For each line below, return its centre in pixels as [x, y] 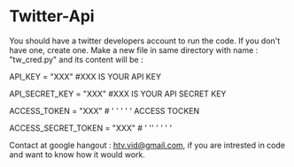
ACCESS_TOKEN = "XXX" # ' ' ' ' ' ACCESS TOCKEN [104, 110]
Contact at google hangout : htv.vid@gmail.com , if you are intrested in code [147, 145]
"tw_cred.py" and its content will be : [76, 59]
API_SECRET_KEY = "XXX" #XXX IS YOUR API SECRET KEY [118, 94]
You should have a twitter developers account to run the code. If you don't [145, 41]
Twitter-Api [52, 16]
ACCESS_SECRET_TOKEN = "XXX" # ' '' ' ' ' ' [91, 128]
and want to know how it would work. [77, 154]
